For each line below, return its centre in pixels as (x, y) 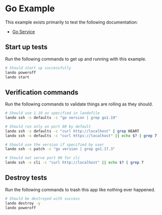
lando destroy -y (23, 203)
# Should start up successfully (38, 68)
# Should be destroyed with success (42, 199)
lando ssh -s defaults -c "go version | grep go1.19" (61, 118)
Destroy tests (26, 178)
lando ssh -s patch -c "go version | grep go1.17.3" (60, 149)
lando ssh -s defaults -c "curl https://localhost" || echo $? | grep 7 (81, 135)
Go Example (30, 9)
